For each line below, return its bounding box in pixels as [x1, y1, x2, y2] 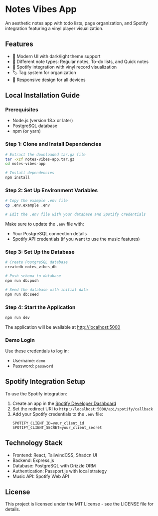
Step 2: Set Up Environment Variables [5, 187, 98, 194]
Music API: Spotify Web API [12, 473, 69, 479]
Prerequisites [5, 106, 38, 113]
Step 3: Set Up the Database [5, 248, 75, 255]
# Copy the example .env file [5, 198, 68, 203]
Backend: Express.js [12, 457, 54, 463]
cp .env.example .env [5, 203, 50, 208]
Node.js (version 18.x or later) [12, 118, 73, 124]
